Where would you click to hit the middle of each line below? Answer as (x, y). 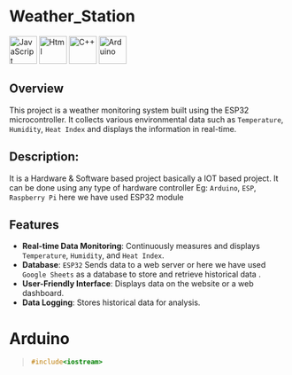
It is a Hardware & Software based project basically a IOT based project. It (144, 178)
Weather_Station (72, 16)
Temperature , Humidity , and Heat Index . (93, 255)
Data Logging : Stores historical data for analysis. (111, 302)
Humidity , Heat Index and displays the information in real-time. (123, 129)
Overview (37, 89)
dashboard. (43, 293)
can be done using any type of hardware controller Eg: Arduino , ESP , (133, 187)
